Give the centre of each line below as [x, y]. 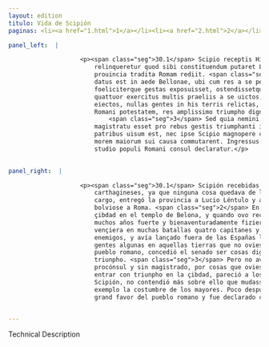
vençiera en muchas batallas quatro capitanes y [177, 230]
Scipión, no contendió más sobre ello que [166, 282]
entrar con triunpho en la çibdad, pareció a [171, 275]
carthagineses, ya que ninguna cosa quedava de [175, 193]
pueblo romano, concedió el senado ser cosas [171, 252]
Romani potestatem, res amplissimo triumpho [170, 112]
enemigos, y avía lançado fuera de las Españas [175, 237]
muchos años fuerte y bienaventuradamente [166, 222]
